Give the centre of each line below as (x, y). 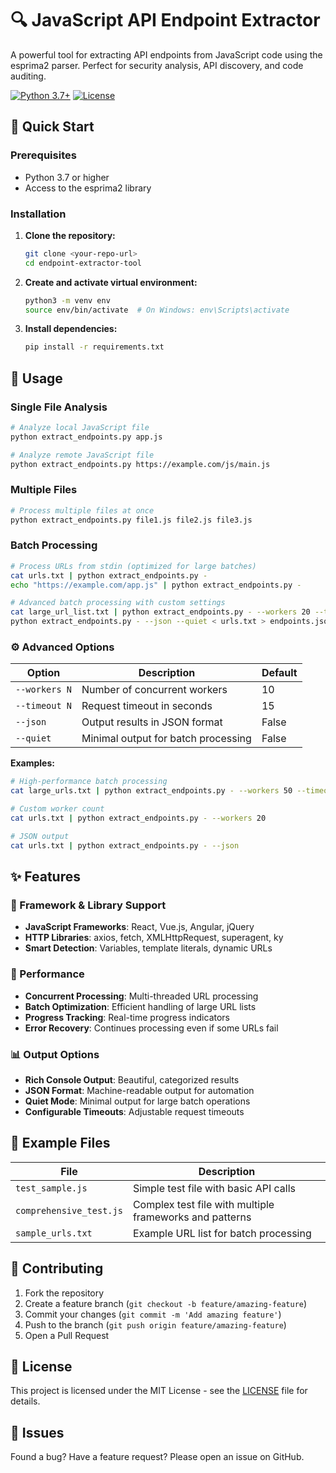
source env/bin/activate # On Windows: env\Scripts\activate (157, 310)
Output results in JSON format (152, 722)
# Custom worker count (57, 809)
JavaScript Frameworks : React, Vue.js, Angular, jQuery (139, 927)
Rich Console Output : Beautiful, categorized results (132, 1079)
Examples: (32, 763)
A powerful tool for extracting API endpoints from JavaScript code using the (166, 54)
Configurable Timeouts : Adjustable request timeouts (134, 1111)
